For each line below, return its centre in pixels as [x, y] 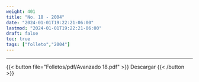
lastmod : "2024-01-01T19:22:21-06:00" [54, 28]
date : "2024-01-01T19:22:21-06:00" [50, 22]
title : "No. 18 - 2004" [36, 17]
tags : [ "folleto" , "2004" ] [38, 45]
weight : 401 [21, 12]
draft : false [22, 34]
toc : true [18, 39]
